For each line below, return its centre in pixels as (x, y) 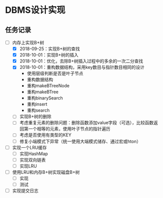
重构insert (37, 104)
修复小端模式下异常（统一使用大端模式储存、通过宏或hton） (80, 141)
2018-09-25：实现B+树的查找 (50, 49)
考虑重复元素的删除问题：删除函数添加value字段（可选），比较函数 (87, 123)
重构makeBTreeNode (48, 86)
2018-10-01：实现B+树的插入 (49, 55)
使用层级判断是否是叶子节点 (55, 73)
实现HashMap (34, 154)
